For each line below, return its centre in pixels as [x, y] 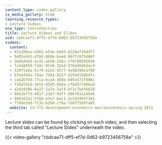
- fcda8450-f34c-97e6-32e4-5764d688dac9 [52, 66]
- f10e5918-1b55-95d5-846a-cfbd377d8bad [52, 84]
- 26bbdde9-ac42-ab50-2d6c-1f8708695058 [52, 61]
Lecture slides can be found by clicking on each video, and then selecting [81, 122]
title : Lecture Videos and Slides [41, 33]
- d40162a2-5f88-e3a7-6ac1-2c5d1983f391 [52, 98]
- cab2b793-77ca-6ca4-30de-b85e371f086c [52, 80]
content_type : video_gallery [35, 10]
